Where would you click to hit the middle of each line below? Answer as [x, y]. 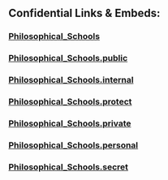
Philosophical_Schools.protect [70, 102]
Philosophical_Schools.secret [68, 167]
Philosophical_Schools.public [68, 58]
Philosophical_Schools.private [70, 123]
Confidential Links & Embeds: [84, 13]
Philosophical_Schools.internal [71, 80]
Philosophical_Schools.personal [73, 145]
